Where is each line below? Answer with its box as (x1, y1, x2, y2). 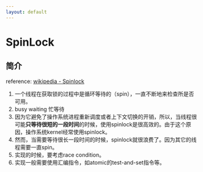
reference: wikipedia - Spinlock (6, 77, 85, 85)
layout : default (6, 9, 47, 15)
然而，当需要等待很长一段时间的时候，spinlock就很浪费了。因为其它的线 (14, 135, 197, 143)
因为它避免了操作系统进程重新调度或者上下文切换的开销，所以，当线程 (14, 113, 192, 120)
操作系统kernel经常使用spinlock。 (25, 128, 111, 135)
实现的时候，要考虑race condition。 (14, 151, 105, 159)
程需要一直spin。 (14, 143, 58, 151)
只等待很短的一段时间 (25, 120, 79, 128)
